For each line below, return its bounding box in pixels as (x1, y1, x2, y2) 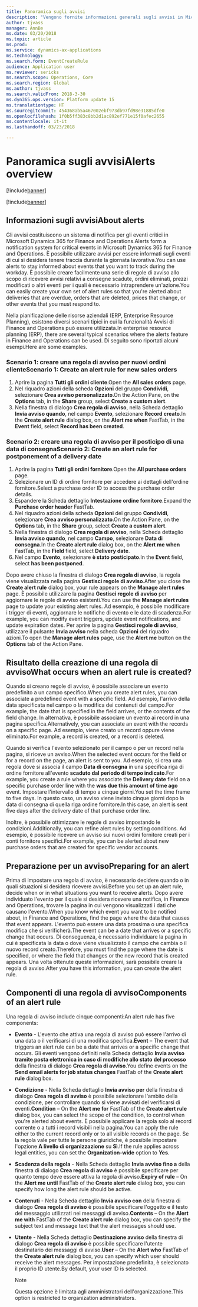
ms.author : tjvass (6, 86, 51, 92)
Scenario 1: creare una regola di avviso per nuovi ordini (6, 358, 166, 366)
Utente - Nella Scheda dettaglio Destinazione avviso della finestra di (14, 1234, 183, 1241)
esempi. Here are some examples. (6, 343, 87, 350)
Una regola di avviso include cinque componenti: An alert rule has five (6, 1012, 175, 1020)
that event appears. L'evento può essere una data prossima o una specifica (6, 920, 189, 927)
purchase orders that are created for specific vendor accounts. (6, 844, 159, 851)
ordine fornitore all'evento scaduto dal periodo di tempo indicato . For (6, 769, 174, 777)
